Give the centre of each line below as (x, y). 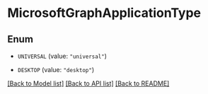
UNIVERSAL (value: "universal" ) (62, 56)
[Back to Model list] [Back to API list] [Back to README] (88, 83)
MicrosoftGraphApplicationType (104, 13)
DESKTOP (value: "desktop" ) (56, 70)
